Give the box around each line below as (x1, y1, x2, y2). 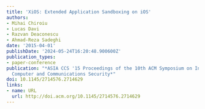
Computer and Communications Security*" (12, 71, 116, 77)
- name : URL (6, 88, 37, 94)
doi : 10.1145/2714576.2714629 (6, 76, 84, 82)
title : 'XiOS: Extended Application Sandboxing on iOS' (6, 8, 151, 15)
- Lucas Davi (6, 25, 40, 32)
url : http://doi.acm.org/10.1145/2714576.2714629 (12, 93, 140, 99)
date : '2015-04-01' (6, 43, 56, 49)
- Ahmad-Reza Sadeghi (6, 37, 62, 43)
